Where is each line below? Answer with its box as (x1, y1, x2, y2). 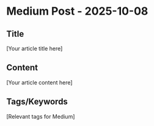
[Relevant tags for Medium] (6, 113, 75, 120)
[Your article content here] (6, 78, 73, 86)
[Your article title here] (6, 45, 63, 52)
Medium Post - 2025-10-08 (6, 4, 148, 18)
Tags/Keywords (6, 97, 68, 107)
